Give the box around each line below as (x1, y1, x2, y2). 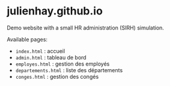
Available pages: (7, 35, 47, 43)
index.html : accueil (15, 47, 65, 55)
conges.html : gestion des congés (15, 73, 99, 80)
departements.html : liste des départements (15, 66, 123, 73)
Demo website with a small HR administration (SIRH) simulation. (7, 24, 165, 31)
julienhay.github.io (7, 4, 103, 18)
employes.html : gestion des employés (15, 60, 110, 67)
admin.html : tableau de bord (15, 54, 87, 61)
